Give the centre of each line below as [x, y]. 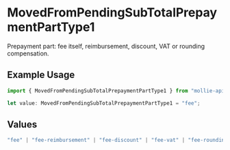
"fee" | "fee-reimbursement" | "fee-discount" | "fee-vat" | [96, 140]
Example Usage [41, 75]
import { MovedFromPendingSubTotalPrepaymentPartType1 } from [98, 90]
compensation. [28, 53]
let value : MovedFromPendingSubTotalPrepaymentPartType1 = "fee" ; [104, 103]
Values [22, 124]
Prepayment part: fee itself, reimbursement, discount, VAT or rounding [106, 46]
